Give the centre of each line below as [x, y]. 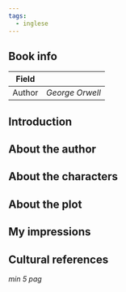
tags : [17, 16]
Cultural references [59, 259]
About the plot [45, 204]
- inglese [32, 24]
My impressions [50, 232]
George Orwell [73, 92]
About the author [52, 150]
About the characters [63, 176]
